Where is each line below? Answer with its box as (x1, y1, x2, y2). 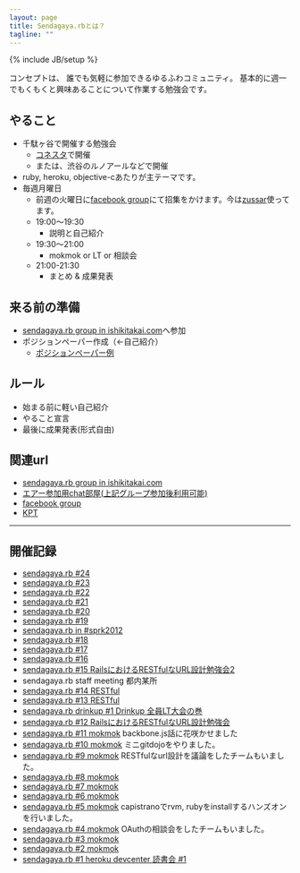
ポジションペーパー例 (35, 347, 114, 358)
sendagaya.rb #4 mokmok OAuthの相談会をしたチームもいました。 (21, 824, 270, 834)
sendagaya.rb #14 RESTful (21, 686, 121, 697)
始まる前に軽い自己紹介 (21, 401, 109, 412)
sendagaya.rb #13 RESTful (21, 695, 121, 706)
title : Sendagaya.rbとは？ (9, 21, 105, 30)
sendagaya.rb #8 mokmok (21, 772, 120, 783)
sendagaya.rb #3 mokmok (21, 834, 120, 844)
